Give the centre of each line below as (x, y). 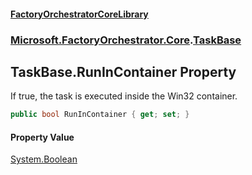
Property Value (42, 137)
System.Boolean (44, 159)
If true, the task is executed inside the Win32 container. (124, 96)
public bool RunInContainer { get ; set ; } (100, 115)
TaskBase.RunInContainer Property (123, 71)
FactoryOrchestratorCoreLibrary (79, 14)
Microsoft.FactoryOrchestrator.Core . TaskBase (126, 40)
